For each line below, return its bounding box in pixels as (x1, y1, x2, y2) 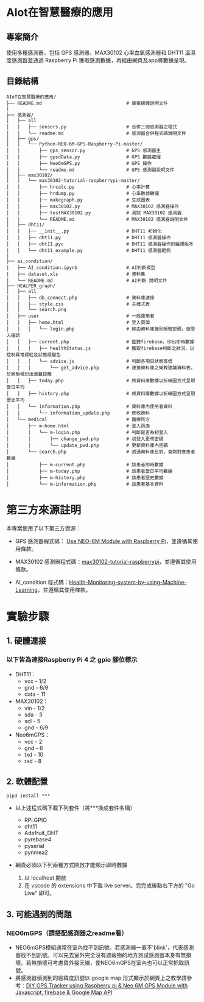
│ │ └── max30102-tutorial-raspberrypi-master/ (6, 177, 140, 183)
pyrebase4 (24, 836, 52, 843)
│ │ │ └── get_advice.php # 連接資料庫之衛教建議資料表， (6, 365, 195, 371)
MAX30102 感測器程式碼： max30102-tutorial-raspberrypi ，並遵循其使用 (15, 558, 197, 565)
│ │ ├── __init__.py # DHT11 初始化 (6, 228, 162, 234)
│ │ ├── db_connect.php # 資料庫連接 (6, 295, 155, 301)
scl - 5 (24, 717, 41, 724)
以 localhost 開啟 (24, 874, 67, 881)
